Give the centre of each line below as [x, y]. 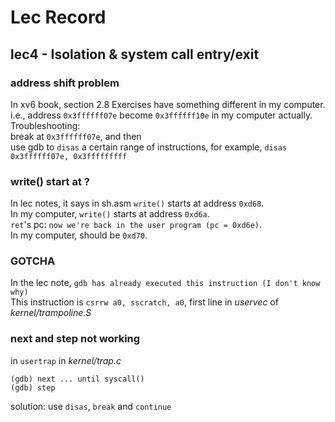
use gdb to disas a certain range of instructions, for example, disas [149, 147]
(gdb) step [33, 387]
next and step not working [75, 339]
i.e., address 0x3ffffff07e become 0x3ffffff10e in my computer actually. [161, 115]
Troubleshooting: [45, 125]
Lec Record [58, 17]
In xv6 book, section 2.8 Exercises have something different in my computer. [168, 104]
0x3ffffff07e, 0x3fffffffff [69, 156]
